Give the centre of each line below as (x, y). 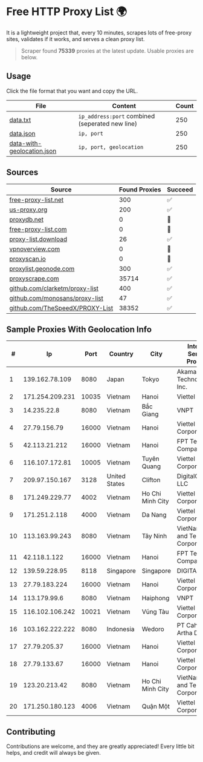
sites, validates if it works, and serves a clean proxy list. (76, 39)
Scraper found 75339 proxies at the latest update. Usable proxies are (108, 51)
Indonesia (121, 629)
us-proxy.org (28, 210)
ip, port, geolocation (111, 147)
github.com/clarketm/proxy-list (54, 288)
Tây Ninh (154, 536)
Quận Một (156, 706)
